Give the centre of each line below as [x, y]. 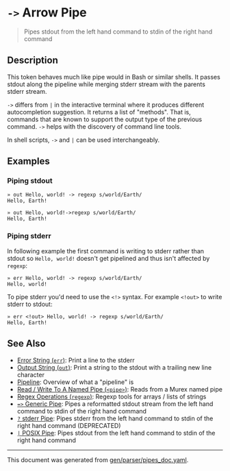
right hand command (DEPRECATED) [69, 425]
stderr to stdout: [30, 304]
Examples [28, 161]
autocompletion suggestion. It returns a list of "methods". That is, [99, 112]
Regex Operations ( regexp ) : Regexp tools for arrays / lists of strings [112, 396]
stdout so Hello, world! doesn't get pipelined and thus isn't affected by [108, 258]
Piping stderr [29, 236]
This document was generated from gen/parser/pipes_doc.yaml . [98, 459]
